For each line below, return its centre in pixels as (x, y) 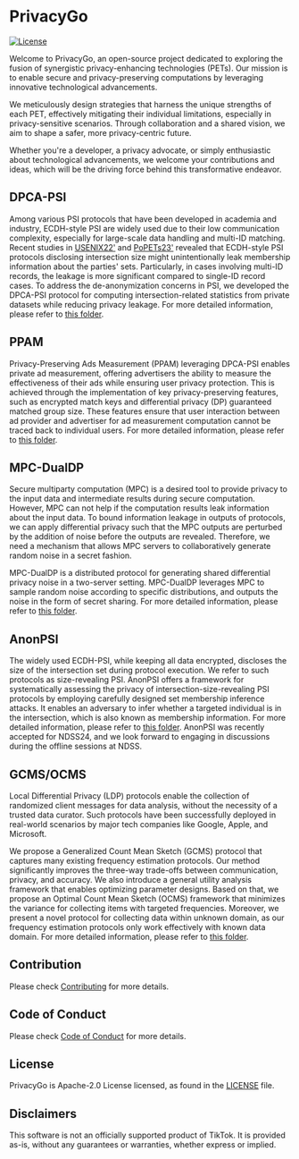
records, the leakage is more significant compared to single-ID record (137, 275)
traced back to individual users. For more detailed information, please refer (147, 430)
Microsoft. (28, 834)
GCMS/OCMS (48, 774)
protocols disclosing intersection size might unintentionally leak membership (150, 257)
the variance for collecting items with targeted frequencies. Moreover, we (144, 908)
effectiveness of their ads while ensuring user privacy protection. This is (142, 383)
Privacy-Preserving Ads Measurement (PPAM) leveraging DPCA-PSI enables (149, 363)
